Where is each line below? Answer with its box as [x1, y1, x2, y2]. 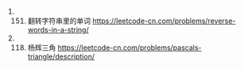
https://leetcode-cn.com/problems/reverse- [92, 16, 236, 25]
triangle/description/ [27, 52, 95, 61]
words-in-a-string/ [27, 25, 89, 34]
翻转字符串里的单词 [27, 16, 91, 25]
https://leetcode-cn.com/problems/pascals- [57, 43, 202, 52]
